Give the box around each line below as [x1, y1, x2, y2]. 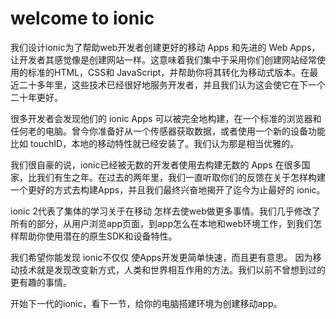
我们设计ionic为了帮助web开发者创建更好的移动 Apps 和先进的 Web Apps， [10, 41, 321, 53]
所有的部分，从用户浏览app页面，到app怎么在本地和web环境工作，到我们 [10, 217, 313, 229]
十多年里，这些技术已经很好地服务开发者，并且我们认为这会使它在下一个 [27, 78, 326, 91]
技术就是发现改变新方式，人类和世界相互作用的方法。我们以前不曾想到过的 [18, 263, 326, 276]
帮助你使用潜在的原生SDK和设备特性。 [18, 230, 178, 242]
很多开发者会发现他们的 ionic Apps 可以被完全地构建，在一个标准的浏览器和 [10, 112, 322, 124]
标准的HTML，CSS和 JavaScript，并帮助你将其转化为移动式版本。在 [27, 66, 310, 78]
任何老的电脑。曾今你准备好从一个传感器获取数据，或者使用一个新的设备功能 [10, 125, 326, 137]
